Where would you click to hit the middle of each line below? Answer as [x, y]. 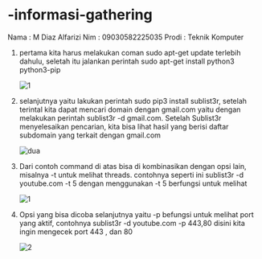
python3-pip [40, 69]
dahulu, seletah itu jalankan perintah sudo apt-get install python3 [127, 61]
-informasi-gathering [80, 15]
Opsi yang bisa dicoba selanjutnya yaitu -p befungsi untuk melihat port [136, 214]
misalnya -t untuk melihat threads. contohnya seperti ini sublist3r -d [131, 175]
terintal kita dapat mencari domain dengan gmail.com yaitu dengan [130, 109]
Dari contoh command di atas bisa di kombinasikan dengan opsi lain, [133, 166]
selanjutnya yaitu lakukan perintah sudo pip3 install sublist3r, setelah [133, 101]
